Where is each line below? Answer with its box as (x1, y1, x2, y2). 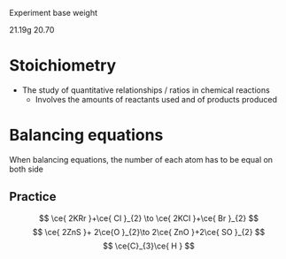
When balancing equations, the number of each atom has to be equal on (9, 154, 273, 164)
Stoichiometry (9, 56, 117, 76)
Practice (9, 189, 57, 204)
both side (9, 164, 44, 174)
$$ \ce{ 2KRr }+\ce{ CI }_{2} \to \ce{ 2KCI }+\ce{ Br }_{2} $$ (38, 212, 259, 224)
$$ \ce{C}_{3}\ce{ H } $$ (103, 240, 195, 251)
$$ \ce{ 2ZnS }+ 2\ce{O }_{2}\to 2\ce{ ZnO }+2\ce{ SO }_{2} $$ (32, 226, 266, 237)
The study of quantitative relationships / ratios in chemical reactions (21, 84, 270, 95)
